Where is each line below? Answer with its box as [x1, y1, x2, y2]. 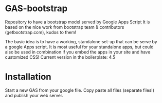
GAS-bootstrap [5, 3, 68, 14]
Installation [5, 71, 52, 83]
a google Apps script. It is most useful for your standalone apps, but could [5, 44, 154, 50]
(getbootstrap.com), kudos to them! [5, 29, 76, 35]
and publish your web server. [5, 92, 64, 98]
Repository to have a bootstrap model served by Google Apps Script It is [5, 19, 150, 25]
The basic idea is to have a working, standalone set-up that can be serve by [5, 38, 157, 44]
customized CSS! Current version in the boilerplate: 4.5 [5, 54, 115, 60]
